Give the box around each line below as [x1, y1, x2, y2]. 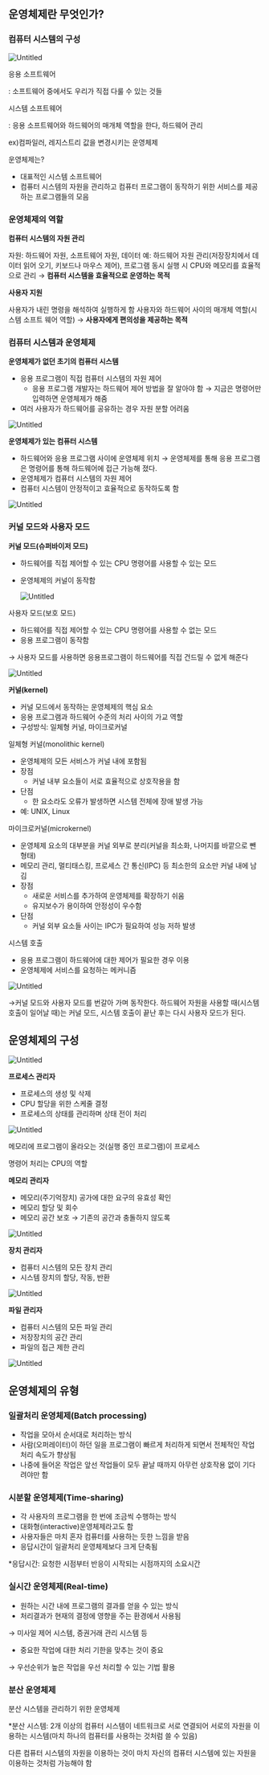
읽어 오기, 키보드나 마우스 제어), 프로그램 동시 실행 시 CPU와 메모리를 [22, 260, 239, 270]
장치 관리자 [8, 1245, 43, 1255]
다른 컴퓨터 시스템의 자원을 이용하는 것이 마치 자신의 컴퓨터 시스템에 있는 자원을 [8, 1748, 257, 1757]
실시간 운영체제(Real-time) [8, 1581, 108, 1593]
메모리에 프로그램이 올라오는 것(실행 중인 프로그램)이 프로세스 [8, 1142, 201, 1151]
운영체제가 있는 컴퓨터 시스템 [8, 436, 98, 446]
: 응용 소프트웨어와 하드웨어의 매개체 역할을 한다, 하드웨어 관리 [8, 120, 203, 130]
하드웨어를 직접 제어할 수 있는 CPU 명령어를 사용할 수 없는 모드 [19, 625, 217, 635]
